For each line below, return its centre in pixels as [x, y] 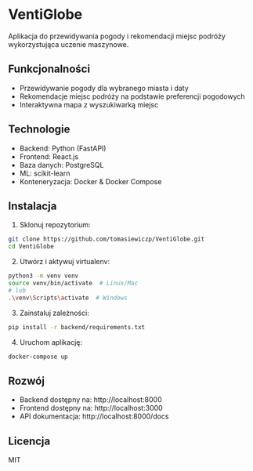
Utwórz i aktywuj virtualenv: [65, 262]
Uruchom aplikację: [51, 342]
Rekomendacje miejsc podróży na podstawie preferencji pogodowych [132, 96]
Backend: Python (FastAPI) [63, 148]
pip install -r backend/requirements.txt [77, 327]
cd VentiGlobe [31, 247]
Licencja [29, 441]
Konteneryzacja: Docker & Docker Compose [90, 181]
